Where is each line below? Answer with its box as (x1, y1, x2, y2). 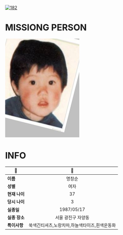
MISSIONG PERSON (5, 22, 87, 33)
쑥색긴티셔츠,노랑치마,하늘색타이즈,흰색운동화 (29, 222, 116, 228)
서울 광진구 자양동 (55, 214, 90, 220)
